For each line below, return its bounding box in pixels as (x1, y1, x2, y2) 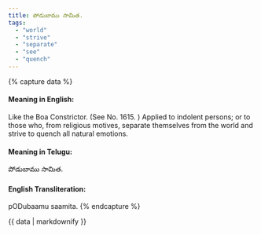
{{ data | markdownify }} (8, 217, 87, 226)
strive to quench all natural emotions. (8, 129, 128, 138)
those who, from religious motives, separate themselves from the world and (8, 121, 254, 130)
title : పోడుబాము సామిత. (8, 11, 84, 20)
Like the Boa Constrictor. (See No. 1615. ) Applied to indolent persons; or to (8, 112, 251, 122)
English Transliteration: (8, 184, 86, 193)
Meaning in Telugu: (8, 147, 73, 156)
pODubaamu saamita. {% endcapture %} (8, 202, 141, 211)
